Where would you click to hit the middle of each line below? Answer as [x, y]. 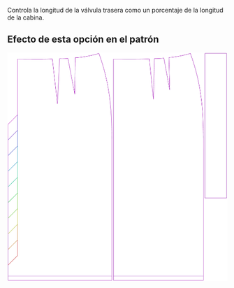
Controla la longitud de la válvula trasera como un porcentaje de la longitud [115, 10]
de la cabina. [25, 17]
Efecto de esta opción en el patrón [83, 39]
